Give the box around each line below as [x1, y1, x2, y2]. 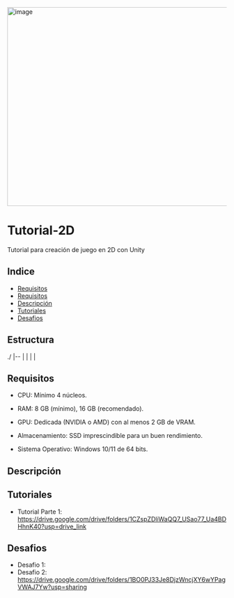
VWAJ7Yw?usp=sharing [17, 583, 87, 591]
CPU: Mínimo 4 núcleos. [17, 391, 87, 400]
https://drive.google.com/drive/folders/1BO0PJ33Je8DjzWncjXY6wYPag [17, 576, 226, 584]
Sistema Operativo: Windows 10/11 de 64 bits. [17, 445, 148, 453]
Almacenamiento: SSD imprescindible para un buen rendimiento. [17, 432, 203, 440]
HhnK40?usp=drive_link [17, 522, 87, 530]
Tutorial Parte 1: [17, 507, 63, 516]
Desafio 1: [17, 560, 46, 569]
